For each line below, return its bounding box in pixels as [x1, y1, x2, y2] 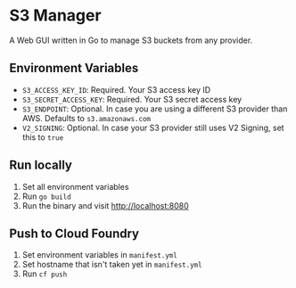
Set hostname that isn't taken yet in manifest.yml [21, 259, 202, 270]
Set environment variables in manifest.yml [21, 250, 178, 260]
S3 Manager [9, 5, 102, 26]
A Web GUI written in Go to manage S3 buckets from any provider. [9, 35, 253, 45]
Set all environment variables [21, 181, 129, 192]
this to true [21, 131, 64, 143]
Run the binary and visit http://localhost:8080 [21, 200, 189, 210]
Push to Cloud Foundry [9, 226, 140, 241]
